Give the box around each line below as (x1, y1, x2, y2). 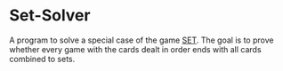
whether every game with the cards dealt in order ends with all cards (9, 43, 262, 54)
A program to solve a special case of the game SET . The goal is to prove (9, 35, 274, 45)
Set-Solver (9, 5, 91, 26)
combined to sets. (9, 53, 76, 64)
